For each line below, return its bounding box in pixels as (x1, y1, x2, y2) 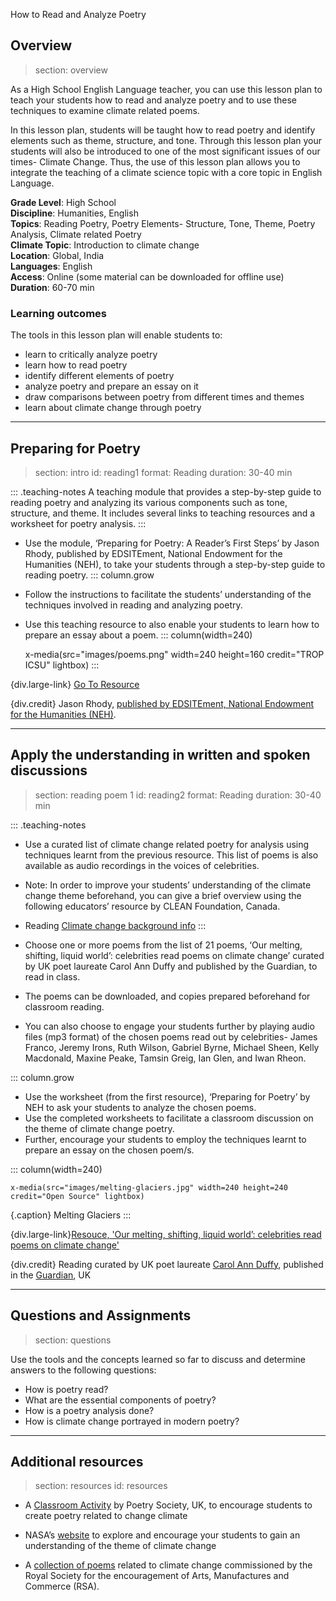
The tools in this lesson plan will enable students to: (10, 329, 223, 341)
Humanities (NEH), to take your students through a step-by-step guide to (24, 558, 326, 570)
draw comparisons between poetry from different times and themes (24, 391, 305, 403)
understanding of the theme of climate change (24, 1540, 217, 1552)
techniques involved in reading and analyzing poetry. (24, 599, 243, 611)
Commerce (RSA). (24, 1580, 100, 1593)
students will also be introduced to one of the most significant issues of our (10, 145, 321, 157)
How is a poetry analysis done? (24, 1404, 155, 1416)
